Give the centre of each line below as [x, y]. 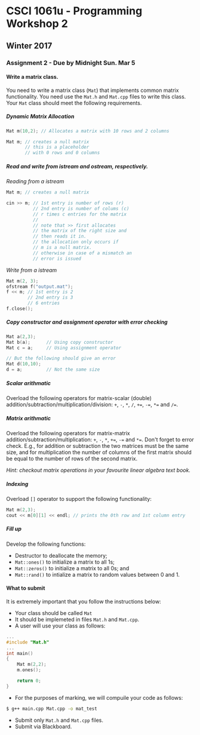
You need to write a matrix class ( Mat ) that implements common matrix [93, 90]
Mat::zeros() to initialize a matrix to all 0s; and [72, 568]
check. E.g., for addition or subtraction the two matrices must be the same [98, 446]
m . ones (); [29, 670]
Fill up [14, 529]
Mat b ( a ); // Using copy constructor [60, 342]
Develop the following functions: [46, 544]
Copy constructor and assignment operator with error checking [87, 322]
